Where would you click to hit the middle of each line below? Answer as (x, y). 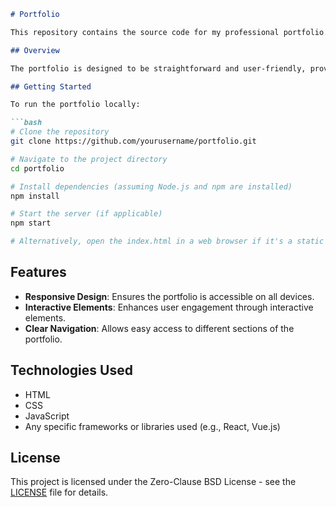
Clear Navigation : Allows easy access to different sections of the (159, 328)
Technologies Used (71, 370)
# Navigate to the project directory (89, 159)
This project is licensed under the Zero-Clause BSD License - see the (153, 482)
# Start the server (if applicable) (86, 214)
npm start (31, 223)
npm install (35, 196)
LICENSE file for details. (59, 492)
